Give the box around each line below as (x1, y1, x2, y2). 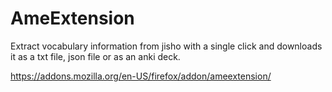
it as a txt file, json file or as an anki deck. (10, 50, 181, 62)
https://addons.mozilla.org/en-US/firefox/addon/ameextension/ (10, 70, 272, 82)
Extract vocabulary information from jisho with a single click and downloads (10, 40, 323, 52)
